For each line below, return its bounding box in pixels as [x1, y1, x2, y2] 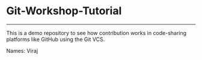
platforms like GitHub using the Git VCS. [6, 36, 105, 43]
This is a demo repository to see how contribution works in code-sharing [6, 29, 187, 36]
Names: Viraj [6, 47, 38, 54]
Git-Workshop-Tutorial [6, 4, 122, 18]
